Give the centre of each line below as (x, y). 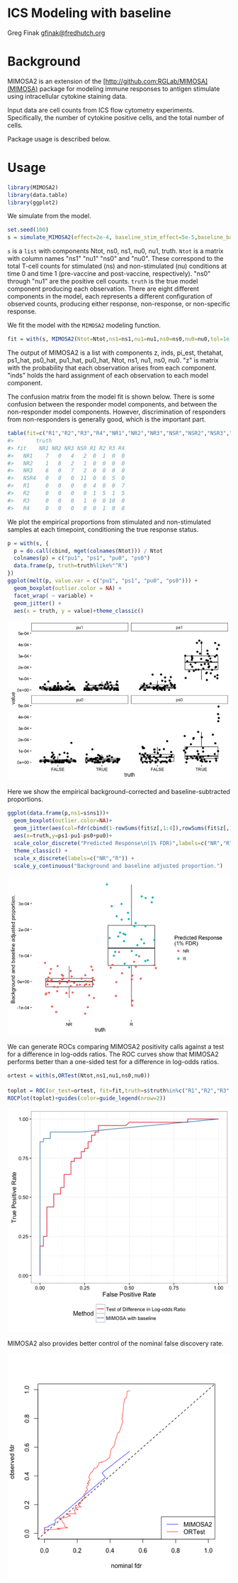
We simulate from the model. (49, 216)
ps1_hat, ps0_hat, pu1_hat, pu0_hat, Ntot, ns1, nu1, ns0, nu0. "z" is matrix (113, 360)
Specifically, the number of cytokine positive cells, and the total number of (116, 117)
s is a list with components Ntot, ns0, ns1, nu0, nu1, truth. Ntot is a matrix (115, 251)
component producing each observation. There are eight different (103, 289)
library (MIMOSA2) (33, 187)
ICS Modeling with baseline (89, 13)
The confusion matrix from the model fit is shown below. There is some (111, 397)
